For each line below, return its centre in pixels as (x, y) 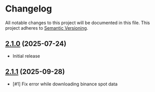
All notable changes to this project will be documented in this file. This (78, 23)
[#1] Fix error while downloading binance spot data (65, 84)
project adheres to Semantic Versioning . (47, 28)
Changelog (29, 9)
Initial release (26, 56)
